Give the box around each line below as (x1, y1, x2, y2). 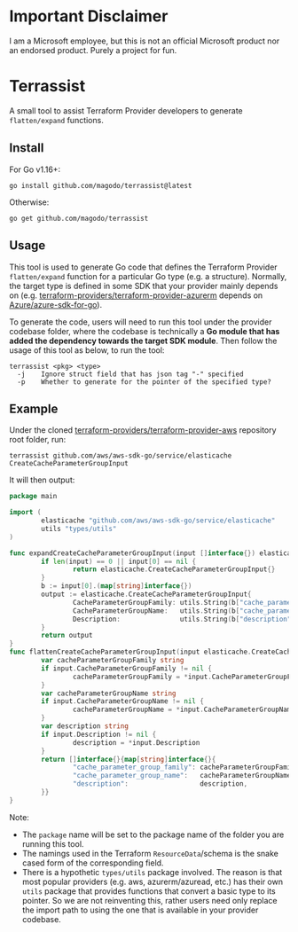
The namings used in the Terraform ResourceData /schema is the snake (21, 848, 279, 858)
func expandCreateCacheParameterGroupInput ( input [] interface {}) (9, 548, 255, 558)
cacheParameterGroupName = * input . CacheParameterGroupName (72, 705, 295, 715)
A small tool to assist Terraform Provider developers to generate (9, 105, 244, 116)
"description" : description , (72, 779, 248, 788)
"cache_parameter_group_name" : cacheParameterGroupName (72, 771, 292, 780)
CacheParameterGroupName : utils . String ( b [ (72, 606, 240, 615)
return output (41, 631, 93, 640)
